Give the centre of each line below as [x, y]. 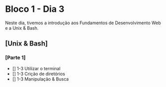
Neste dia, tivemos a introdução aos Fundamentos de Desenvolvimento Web [83, 23]
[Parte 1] [15, 58]
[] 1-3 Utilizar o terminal [36, 68]
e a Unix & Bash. [22, 28]
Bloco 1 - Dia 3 [35, 9]
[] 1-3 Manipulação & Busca [40, 79]
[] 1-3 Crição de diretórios [39, 74]
